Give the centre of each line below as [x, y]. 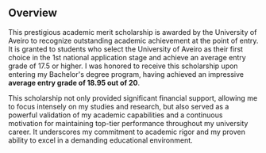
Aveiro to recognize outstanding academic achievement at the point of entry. [133, 40]
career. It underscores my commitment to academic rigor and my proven [127, 132]
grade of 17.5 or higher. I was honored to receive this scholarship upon [123, 66]
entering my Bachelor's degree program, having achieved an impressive [126, 74]
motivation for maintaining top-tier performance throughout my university [128, 123]
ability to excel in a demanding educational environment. [100, 140]
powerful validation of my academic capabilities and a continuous [116, 115]
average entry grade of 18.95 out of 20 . [74, 82]
